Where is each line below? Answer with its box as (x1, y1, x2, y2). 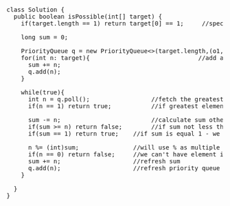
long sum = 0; (21, 34, 69, 41)
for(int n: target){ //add (21, 54, 217, 61)
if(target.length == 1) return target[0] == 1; (21, 20, 185, 27)
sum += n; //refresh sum (27, 158, 181, 165)
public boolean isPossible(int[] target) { (13, 13, 163, 20)
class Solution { (6, 6, 65, 13)
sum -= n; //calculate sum (27, 116, 206, 123)
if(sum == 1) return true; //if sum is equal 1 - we (27, 130, 220, 137)
